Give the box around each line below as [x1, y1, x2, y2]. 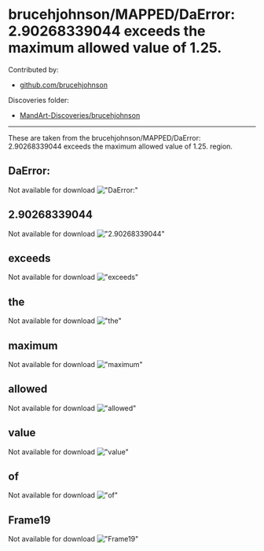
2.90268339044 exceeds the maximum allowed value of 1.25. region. [8, 141, 233, 151]
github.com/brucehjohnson [19, 80, 108, 90]
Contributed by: [8, 64, 59, 74]
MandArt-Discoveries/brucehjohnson [19, 110, 141, 119]
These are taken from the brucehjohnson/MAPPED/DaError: [8, 133, 201, 142]
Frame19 [8, 513, 51, 527]
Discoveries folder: [8, 95, 69, 105]
